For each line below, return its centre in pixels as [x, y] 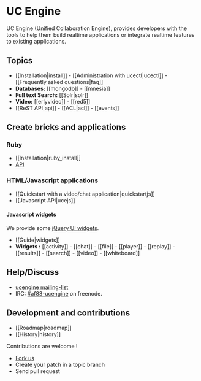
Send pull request [37, 371]
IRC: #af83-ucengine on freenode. [59, 293]
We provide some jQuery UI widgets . [53, 228]
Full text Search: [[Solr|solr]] [52, 95]
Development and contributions [68, 313]
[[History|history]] [38, 334]
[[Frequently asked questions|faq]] [59, 82]
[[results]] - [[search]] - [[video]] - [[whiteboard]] [78, 253]
